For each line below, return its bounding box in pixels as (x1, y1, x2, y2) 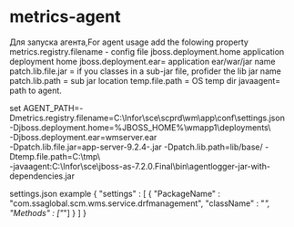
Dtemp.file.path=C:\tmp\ (9, 150, 101, 161)
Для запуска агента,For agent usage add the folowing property (9, 36, 248, 47)
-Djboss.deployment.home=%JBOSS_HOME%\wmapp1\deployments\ (9, 121, 271, 133)
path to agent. (9, 85, 62, 96)
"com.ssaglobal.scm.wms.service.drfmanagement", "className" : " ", (9, 198, 270, 209)
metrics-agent (9, 6, 121, 27)
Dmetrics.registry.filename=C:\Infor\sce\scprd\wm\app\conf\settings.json (9, 112, 285, 123)
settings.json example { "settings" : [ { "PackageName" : (9, 188, 221, 199)
